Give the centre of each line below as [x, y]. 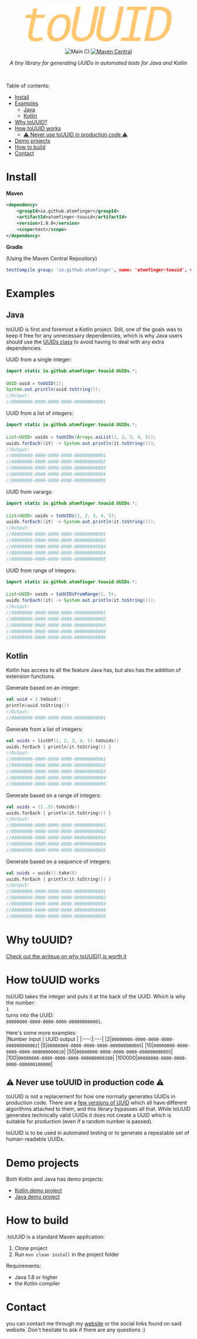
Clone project [31, 1248]
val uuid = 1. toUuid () [34, 699]
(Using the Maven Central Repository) [52, 258]
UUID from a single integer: [39, 359]
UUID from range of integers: [41, 570]
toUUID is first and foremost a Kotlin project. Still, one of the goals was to [94, 329]
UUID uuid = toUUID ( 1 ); [35, 383]
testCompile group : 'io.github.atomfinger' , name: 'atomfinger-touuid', [97, 270]
